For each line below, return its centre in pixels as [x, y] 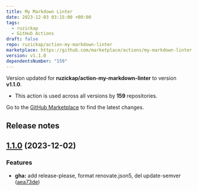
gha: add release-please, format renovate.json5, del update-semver [98, 176]
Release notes [33, 126]
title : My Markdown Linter [39, 12]
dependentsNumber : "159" [37, 61]
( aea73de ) [27, 182]
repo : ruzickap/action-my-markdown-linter [59, 45]
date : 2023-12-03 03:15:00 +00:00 [49, 17]
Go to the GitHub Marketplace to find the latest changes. [75, 107]
